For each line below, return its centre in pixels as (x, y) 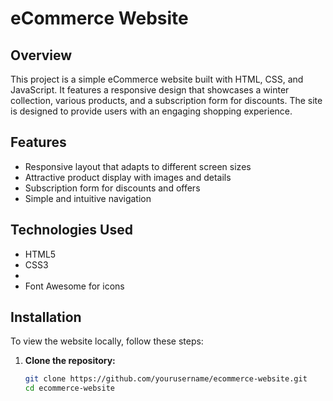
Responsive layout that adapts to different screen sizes (138, 166)
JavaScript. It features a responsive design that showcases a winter (150, 90)
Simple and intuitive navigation (88, 198)
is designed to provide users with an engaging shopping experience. (151, 111)
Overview (41, 55)
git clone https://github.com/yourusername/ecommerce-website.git (166, 379)
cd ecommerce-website (69, 388)
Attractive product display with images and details (128, 177)
